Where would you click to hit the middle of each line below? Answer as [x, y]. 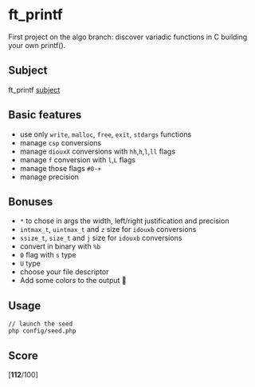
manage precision [49, 177]
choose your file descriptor [64, 272]
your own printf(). [37, 45]
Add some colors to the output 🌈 [73, 281]
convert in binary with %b [60, 246]
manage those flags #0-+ [61, 168]
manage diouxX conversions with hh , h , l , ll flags [98, 151]
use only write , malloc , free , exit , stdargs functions [106, 134]
